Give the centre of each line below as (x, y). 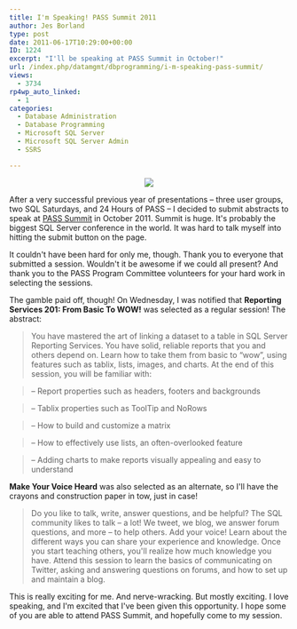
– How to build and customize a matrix (101, 425)
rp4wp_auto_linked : (45, 92)
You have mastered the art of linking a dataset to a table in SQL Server (159, 336)
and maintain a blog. (68, 579)
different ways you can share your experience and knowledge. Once (156, 541)
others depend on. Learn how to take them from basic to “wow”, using (159, 354)
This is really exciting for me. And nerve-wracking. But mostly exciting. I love (149, 596)
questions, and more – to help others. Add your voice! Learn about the (159, 532)
